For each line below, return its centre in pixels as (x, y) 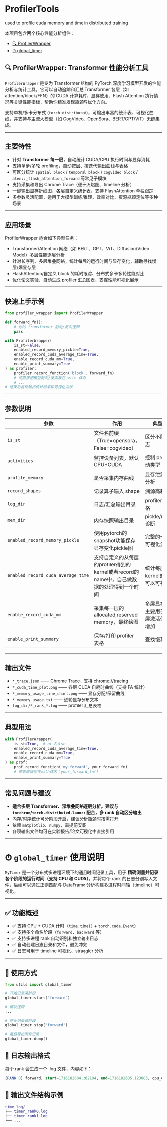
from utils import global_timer (39, 985)
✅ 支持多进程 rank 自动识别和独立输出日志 (55, 938)
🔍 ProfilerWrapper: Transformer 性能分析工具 (77, 68)
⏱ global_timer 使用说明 (55, 857)
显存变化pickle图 (113, 548)
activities (20, 461)
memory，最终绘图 (116, 622)
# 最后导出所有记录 (22, 1034)
